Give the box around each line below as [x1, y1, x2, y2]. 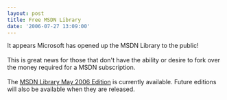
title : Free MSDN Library [7, 16, 81, 23]
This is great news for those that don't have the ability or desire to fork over [7, 56, 221, 64]
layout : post [7, 10, 45, 17]
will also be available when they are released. [7, 85, 135, 93]
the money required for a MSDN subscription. [7, 63, 136, 72]
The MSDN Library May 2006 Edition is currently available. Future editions [7, 78, 217, 86]
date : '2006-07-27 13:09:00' [7, 23, 91, 29]
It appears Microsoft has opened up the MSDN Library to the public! [7, 42, 199, 50]
